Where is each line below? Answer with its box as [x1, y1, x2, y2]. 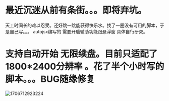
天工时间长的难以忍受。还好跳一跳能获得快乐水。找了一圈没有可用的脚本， [5, 22, 160, 28]
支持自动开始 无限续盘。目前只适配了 [5, 48, 158, 60]
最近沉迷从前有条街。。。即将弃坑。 [5, 5, 147, 16]
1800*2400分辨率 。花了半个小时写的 [5, 61, 164, 72]
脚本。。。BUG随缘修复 [5, 74, 95, 85]
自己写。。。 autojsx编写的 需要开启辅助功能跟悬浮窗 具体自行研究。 [9, 28, 148, 34]
